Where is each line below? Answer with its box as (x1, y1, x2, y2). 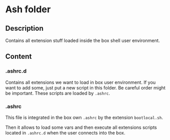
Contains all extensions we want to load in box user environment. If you (5, 79, 156, 85)
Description (5, 24, 44, 33)
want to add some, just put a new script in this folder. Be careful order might (5, 84, 166, 90)
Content (5, 52, 32, 61)
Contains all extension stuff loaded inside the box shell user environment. (5, 37, 160, 43)
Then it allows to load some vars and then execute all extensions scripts (5, 124, 157, 130)
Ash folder (5, 4, 51, 15)
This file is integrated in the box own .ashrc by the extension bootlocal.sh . (5, 114, 163, 121)
